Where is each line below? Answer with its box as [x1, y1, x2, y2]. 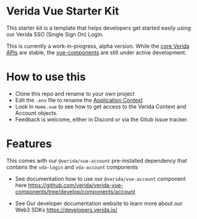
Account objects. [15, 109, 58, 116]
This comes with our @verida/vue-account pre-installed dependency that [6, 157, 187, 164]
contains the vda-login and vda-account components [6, 163, 138, 171]
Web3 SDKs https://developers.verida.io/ [15, 206, 118, 213]
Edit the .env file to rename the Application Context [15, 96, 143, 103]
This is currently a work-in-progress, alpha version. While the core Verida [6, 42, 190, 50]
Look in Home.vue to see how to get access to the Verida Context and [15, 103, 187, 110]
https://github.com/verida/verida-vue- [28, 181, 124, 189]
